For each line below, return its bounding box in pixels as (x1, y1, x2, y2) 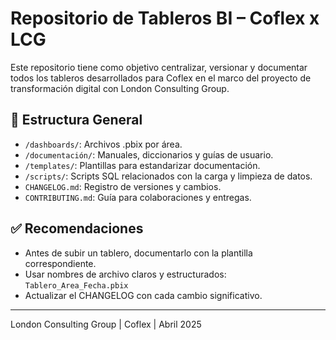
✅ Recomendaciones (10, 220, 144, 237)
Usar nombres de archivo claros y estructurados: (24, 268, 227, 280)
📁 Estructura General (10, 112, 143, 129)
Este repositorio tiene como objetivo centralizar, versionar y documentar (10, 61, 308, 73)
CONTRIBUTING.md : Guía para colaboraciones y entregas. (24, 191, 252, 203)
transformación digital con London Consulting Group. (10, 82, 230, 94)
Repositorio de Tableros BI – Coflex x (10, 7, 320, 30)
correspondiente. (24, 257, 97, 269)
